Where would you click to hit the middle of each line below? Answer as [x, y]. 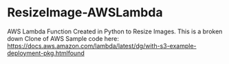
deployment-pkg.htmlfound [46, 53]
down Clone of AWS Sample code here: [63, 38]
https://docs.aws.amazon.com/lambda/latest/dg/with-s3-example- [102, 46]
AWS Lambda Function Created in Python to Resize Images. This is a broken [115, 31]
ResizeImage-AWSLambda [85, 13]
